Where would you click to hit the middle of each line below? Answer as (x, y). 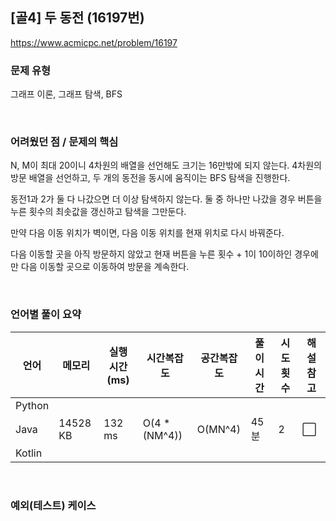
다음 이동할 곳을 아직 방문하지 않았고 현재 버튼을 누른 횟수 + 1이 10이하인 (151, 254)
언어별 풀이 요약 (46, 315)
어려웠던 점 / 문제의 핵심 (64, 142)
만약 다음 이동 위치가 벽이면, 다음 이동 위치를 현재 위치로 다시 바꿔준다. (147, 233)
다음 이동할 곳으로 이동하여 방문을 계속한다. (105, 267)
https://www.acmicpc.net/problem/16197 (94, 42)
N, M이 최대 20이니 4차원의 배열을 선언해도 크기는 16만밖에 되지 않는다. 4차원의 (166, 165)
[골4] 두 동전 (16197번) (77, 18)
